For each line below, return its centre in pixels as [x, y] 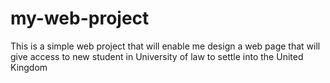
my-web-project [80, 18]
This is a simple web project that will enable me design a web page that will [165, 46]
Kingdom [29, 67]
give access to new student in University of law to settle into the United [157, 56]
